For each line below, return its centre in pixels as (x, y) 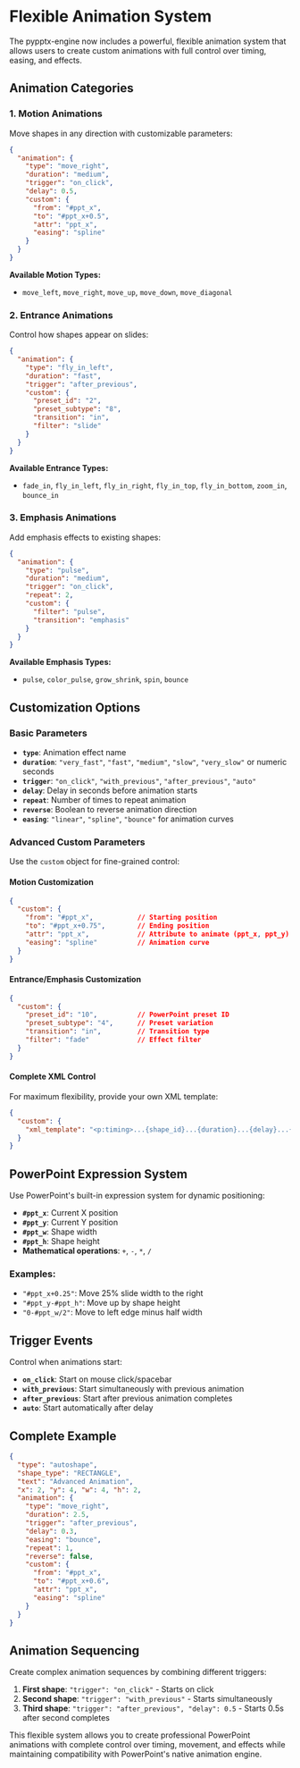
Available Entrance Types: (59, 467)
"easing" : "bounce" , (63, 1539)
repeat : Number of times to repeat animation (104, 800)
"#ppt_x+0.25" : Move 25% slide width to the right (112, 1293)
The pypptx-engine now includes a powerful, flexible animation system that (148, 41)
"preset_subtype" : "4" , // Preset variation (120, 1023)
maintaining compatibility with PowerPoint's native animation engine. (136, 1755)
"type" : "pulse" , (58, 570)
